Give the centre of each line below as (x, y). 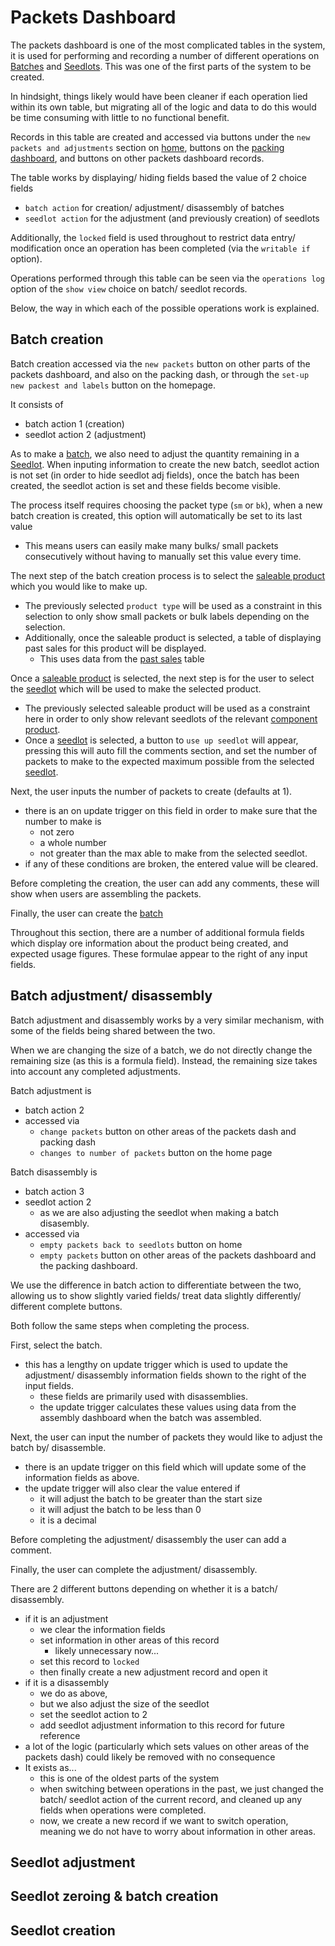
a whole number (73, 842)
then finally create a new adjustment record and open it (153, 1672)
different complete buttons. (66, 1306)
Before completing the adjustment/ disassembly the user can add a (148, 1539)
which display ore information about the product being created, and (149, 943)
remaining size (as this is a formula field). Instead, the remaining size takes (164, 1060)
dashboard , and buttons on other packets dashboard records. (137, 158)
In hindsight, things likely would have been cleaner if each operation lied (159, 96)
